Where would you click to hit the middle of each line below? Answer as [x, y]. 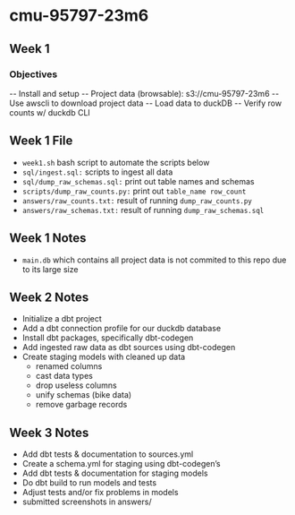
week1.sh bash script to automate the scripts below [116, 162]
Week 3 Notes [49, 432]
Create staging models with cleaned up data [104, 357]
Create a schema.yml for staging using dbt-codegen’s [121, 464]
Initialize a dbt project [62, 319]
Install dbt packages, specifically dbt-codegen [108, 338]
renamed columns [69, 366]
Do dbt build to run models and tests [89, 483]
